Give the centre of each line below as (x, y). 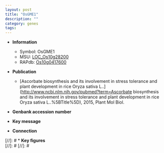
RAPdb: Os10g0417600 (43, 62)
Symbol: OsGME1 (37, 52)
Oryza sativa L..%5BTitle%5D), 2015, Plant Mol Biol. (72, 102)
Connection (24, 131)
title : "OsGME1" (22, 14)
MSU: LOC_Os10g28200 (44, 57)
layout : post (18, 10)
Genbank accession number (42, 112)
